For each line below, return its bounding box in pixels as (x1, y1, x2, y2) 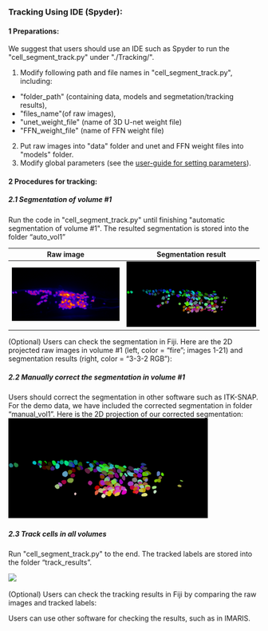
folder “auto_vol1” (8, 232, 66, 241)
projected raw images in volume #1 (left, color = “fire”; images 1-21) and (8, 346, 243, 355)
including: (19, 77, 53, 86)
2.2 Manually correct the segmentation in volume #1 (8, 372, 186, 382)
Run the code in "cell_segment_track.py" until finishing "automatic (8, 215, 226, 224)
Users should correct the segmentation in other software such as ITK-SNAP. (8, 392, 259, 402)
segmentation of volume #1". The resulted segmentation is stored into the (8, 223, 250, 233)
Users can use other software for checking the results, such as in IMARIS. (8, 613, 251, 623)
